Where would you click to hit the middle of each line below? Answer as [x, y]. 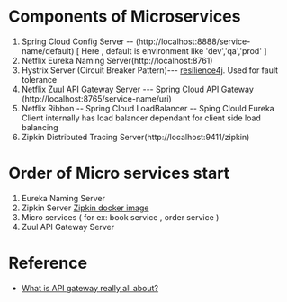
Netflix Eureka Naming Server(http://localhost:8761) [117, 60]
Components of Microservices [125, 17]
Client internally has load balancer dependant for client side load [141, 118]
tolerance [39, 79]
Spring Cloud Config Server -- [77, 41]
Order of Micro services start [119, 173]
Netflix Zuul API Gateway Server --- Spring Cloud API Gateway [137, 89]
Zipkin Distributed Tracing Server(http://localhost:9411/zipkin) [135, 137]
